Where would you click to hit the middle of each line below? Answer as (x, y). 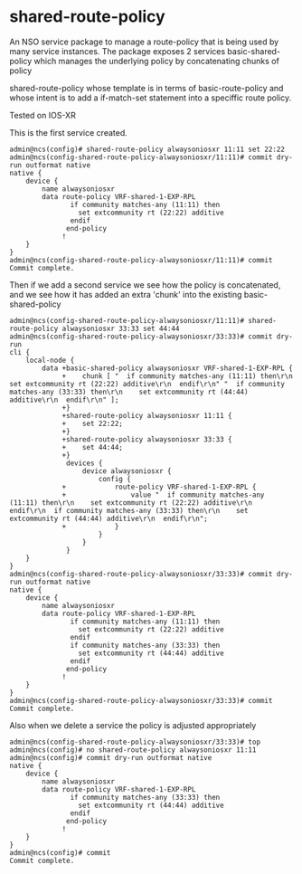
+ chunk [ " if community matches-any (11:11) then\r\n (178, 376)
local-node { (50, 360)
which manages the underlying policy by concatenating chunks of (157, 61)
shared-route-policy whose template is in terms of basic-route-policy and (146, 88)
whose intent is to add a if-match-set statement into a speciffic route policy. (151, 98)
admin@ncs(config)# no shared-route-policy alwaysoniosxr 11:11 (133, 750)
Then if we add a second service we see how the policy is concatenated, (145, 285)
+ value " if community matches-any (163, 495)
